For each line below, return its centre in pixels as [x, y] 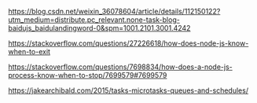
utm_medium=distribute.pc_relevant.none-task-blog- [94, 20]
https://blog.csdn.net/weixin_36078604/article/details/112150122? [114, 11]
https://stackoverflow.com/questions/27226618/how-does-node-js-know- [128, 43]
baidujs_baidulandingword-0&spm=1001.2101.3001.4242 [99, 28]
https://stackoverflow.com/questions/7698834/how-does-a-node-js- [121, 67]
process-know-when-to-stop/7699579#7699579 [88, 75]
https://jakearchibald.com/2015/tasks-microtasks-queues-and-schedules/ [128, 90]
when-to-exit [29, 51]
